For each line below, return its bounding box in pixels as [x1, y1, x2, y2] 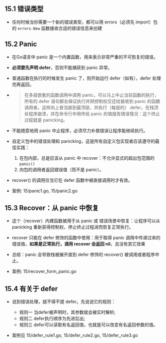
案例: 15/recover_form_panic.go [11, 269, 77, 275]
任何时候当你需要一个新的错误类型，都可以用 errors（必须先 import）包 [11, 19, 158, 25]
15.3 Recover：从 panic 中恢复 [4, 204, 99, 212]
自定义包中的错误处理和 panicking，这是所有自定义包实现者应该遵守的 [11, 138, 155, 144]
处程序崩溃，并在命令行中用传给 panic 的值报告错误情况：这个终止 [24, 110, 160, 116]
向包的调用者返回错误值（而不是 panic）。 [19, 166, 104, 172]
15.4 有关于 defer [4, 284, 58, 293]
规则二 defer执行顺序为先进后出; [19, 316, 85, 322]
